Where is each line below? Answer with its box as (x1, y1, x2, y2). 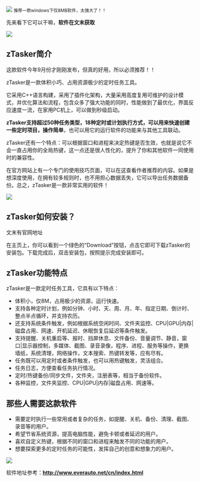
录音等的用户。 (14, 423, 52, 430)
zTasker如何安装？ (6, 212, 76, 222)
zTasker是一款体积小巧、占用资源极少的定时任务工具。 (6, 79, 140, 86)
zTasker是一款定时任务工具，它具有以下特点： (6, 285, 120, 292)
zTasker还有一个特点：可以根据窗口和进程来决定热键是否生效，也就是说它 (6, 139, 187, 146)
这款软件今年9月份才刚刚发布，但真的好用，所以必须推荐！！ (6, 66, 156, 73)
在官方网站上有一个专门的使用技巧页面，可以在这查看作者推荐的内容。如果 (6, 166, 189, 173)
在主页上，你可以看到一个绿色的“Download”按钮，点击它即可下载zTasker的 (6, 241, 190, 248)
